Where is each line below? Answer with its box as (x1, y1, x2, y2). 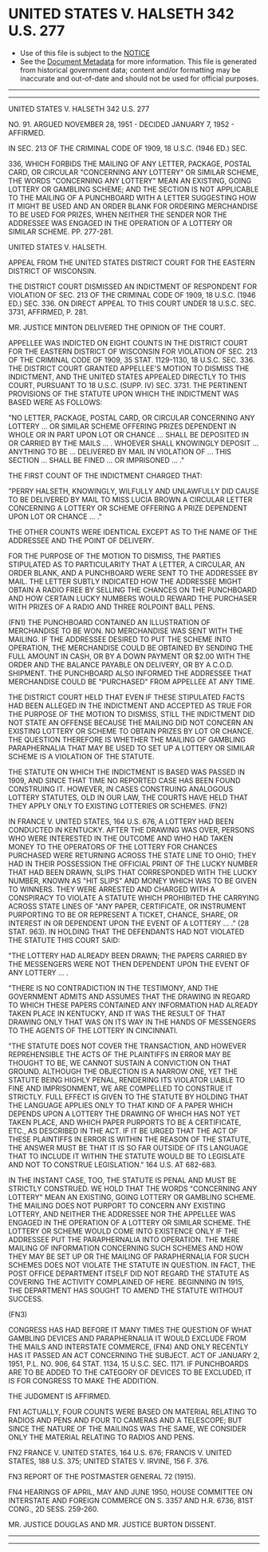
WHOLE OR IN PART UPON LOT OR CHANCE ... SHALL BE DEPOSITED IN (8, 430, 250, 439)
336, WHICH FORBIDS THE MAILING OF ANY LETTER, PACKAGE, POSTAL (8, 159, 252, 168)
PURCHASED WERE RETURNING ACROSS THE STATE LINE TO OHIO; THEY (8, 850, 257, 860)
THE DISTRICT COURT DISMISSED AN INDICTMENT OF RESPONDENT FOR (8, 281, 258, 291)
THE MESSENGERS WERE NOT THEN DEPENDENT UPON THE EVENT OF (8, 959, 250, 968)
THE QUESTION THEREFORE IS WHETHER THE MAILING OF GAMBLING (8, 734, 246, 744)
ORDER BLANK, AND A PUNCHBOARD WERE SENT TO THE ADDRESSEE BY (8, 568, 258, 577)
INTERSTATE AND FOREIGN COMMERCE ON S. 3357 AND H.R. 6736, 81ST (8, 1495, 254, 1505)
